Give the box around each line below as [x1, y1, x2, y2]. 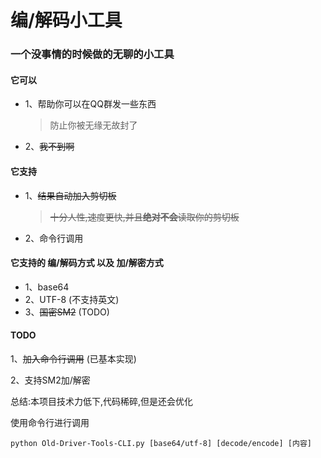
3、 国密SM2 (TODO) [24, 306, 110, 318]
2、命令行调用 [24, 232, 84, 244]
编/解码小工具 [10, 9, 123, 32]
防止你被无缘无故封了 [49, 119, 138, 131]
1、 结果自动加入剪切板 [24, 189, 117, 201]
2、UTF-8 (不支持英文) [24, 293, 120, 305]
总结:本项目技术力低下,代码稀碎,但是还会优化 [10, 395, 194, 407]
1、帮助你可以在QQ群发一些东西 [24, 98, 157, 110]
